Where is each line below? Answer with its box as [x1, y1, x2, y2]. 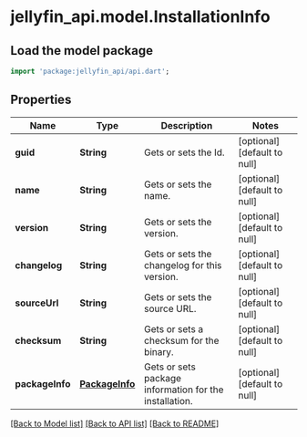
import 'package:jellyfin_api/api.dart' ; [10, 67, 170, 76]
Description [160, 119, 213, 131]
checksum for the [143, 334, 220, 347]
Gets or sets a [143, 322, 204, 335]
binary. [143, 345, 174, 358]
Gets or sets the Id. [143, 146, 226, 159]
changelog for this [143, 258, 222, 271]
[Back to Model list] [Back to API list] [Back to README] [10, 418, 220, 429]
